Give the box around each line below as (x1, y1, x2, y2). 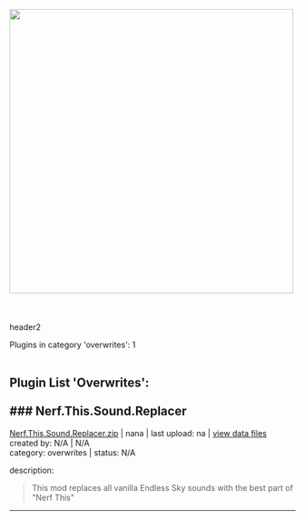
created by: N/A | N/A (9, 437, 90, 448)
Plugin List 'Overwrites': (9, 375, 150, 391)
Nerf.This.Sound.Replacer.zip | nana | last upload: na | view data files (9, 427, 268, 438)
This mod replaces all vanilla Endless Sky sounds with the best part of (31, 482, 293, 493)
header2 (9, 322, 41, 332)
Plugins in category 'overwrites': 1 (9, 339, 136, 350)
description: (9, 465, 54, 475)
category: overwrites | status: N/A (9, 446, 136, 458)
